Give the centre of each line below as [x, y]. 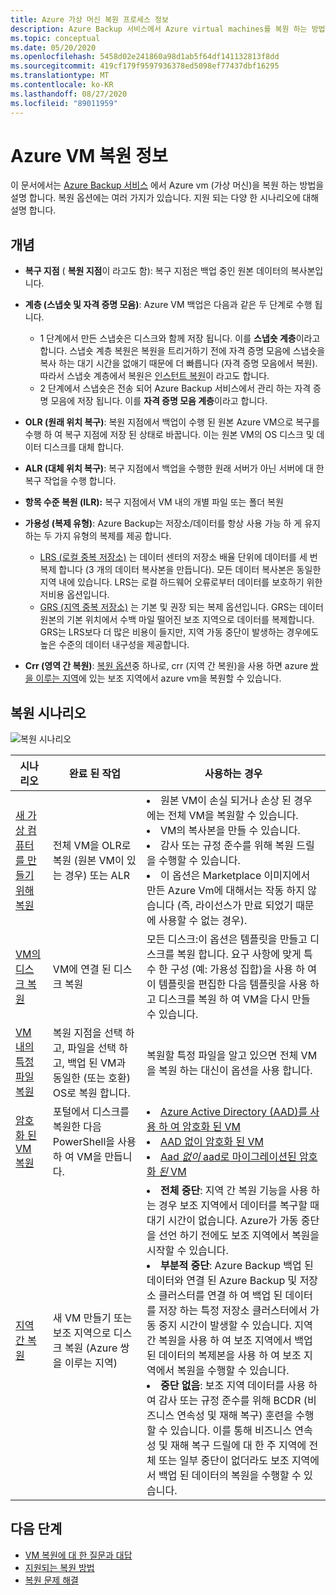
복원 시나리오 [48, 712]
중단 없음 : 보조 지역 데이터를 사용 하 [239, 1386]
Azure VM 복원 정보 [89, 155]
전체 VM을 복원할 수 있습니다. [233, 816]
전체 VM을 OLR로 [92, 846]
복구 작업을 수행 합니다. [70, 481]
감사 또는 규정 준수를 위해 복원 [227, 846]
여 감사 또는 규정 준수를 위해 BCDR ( [227, 1401]
